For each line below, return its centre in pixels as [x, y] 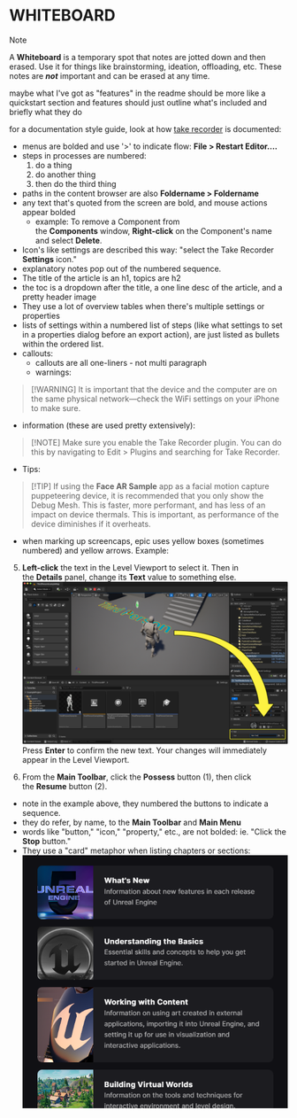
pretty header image [59, 297]
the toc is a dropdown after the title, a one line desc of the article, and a [152, 287]
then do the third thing [76, 183]
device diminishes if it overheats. [91, 524]
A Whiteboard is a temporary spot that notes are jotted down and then [138, 57]
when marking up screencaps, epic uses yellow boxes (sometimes [143, 540]
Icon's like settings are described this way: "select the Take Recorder [148, 250]
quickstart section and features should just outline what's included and [138, 102]
